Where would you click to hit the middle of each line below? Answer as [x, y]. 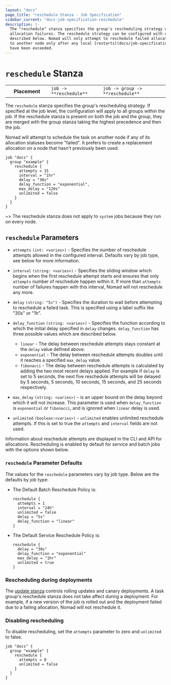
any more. [23, 293]
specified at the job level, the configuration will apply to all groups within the [85, 111]
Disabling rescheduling [35, 621]
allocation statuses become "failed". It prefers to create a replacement [79, 142]
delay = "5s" [31, 517]
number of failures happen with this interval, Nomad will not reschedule [88, 287]
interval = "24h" [36, 508]
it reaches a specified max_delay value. [61, 360]
